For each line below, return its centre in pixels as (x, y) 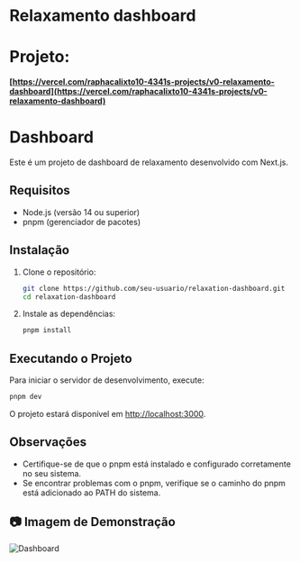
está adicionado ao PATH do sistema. (91, 493)
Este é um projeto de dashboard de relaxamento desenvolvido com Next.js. (149, 162)
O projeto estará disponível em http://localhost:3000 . (108, 414)
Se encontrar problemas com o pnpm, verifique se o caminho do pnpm (154, 483)
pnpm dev (26, 397)
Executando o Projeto (71, 358)
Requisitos (40, 190)
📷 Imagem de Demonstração (92, 522)
